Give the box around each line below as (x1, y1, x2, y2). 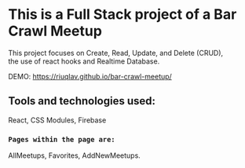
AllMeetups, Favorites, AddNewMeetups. (8, 151, 141, 160)
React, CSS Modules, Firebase (8, 115, 107, 125)
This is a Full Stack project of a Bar (8, 5, 237, 24)
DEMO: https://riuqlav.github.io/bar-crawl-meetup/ (8, 71, 173, 81)
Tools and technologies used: (8, 94, 155, 108)
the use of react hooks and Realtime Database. (8, 57, 160, 66)
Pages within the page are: (8, 135, 115, 144)
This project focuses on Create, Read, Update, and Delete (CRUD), (8, 48, 224, 57)
